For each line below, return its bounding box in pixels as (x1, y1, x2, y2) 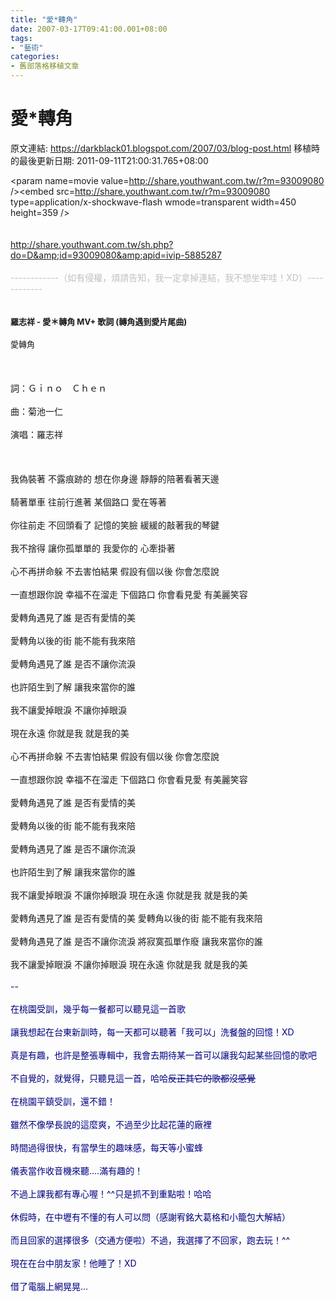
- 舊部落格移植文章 (10, 61, 80, 71)
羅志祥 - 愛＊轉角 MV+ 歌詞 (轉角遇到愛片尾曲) (10, 316, 188, 327)
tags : (10, 33, 33, 43)
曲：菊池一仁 (10, 405, 63, 417)
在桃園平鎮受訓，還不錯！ (10, 1095, 116, 1107)
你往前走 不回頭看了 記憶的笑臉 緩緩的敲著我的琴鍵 (10, 519, 220, 531)
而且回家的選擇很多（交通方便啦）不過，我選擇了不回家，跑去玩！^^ (10, 1234, 291, 1246)
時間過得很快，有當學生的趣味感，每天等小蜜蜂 (10, 1141, 203, 1153)
